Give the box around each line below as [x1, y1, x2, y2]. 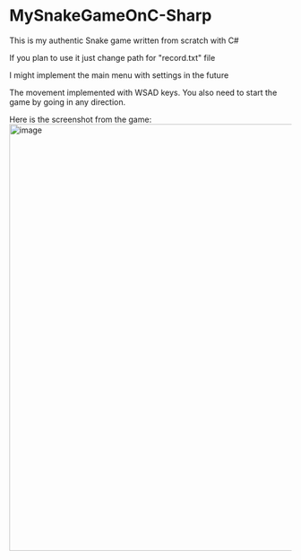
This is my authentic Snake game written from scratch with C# [9, 35, 239, 46]
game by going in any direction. [9, 96, 126, 108]
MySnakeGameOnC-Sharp [9, 5, 212, 26]
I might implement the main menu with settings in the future [9, 69, 229, 81]
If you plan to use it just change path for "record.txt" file [9, 52, 216, 63]
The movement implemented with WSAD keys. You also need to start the [9, 87, 278, 98]
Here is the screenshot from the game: [9, 114, 152, 125]
